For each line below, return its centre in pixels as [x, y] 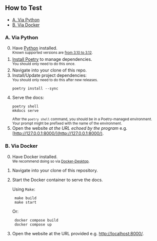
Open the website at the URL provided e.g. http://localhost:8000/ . [78, 233]
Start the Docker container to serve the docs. [58, 180]
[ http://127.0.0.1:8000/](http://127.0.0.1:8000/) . [58, 134]
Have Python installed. [35, 48]
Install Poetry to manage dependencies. [52, 59]
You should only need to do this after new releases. [55, 80]
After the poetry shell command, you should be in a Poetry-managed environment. [82, 119]
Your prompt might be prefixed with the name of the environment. [67, 123]
